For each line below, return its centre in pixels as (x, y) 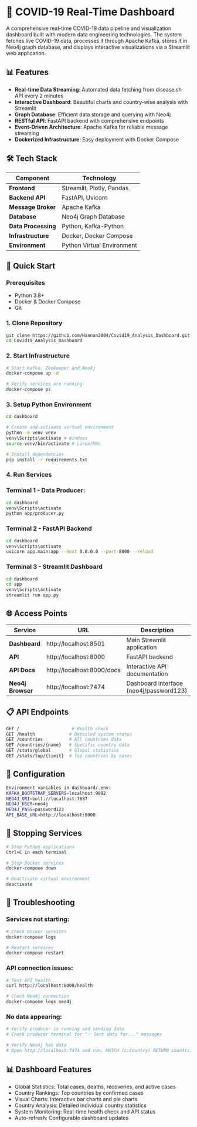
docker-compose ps (28, 390)
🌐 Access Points (37, 614)
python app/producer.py (35, 514)
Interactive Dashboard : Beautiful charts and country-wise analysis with (101, 102)
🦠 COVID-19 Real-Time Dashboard (90, 12)
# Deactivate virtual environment (48, 879)
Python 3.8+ (30, 295)
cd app (14, 584)
